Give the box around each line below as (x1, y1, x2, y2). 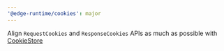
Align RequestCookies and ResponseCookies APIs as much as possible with (7, 29, 218, 37)
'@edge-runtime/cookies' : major (7, 10, 101, 17)
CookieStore (7, 36, 43, 45)
